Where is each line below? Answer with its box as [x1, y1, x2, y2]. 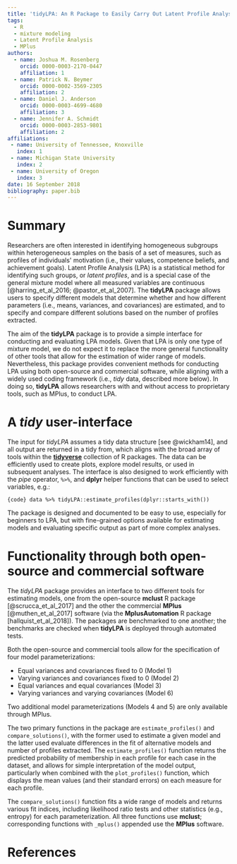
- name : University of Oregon [10, 167, 99, 175]
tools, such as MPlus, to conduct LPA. [7, 389, 117, 398]
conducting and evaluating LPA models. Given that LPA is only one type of [7, 337, 223, 346]
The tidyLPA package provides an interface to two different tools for [7, 587, 205, 595]
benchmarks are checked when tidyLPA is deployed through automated [7, 624, 217, 633]
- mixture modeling [13, 30, 71, 37]
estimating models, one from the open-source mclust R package [7, 594, 196, 603]
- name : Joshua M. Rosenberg [13, 56, 99, 63]
